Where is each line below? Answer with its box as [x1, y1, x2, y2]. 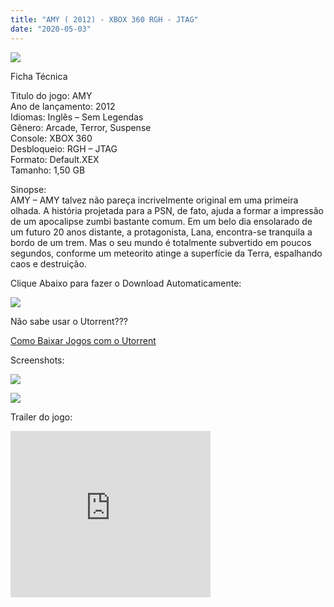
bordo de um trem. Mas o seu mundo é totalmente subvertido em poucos [10, 236, 312, 248]
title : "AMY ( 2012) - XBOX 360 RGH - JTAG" [10, 14, 199, 25]
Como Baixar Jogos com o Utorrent [10, 334, 157, 346]
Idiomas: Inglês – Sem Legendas [10, 111, 144, 123]
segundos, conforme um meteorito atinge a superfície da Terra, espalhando [10, 247, 323, 259]
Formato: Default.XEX [10, 153, 100, 165]
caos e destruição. [10, 257, 87, 270]
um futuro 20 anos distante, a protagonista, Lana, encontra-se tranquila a [10, 226, 313, 238]
